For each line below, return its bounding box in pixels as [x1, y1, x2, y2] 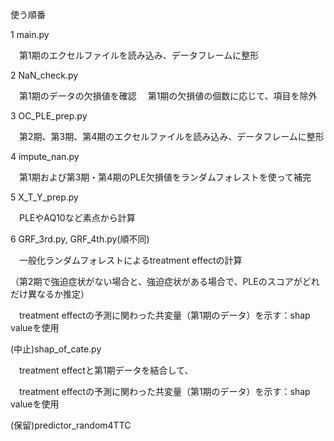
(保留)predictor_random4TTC [10, 419, 132, 431]
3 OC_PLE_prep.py [10, 110, 88, 122]
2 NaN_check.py [10, 69, 79, 81]
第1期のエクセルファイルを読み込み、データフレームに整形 [18, 49, 260, 61]
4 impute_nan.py [10, 151, 80, 162]
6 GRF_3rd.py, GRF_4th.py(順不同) [10, 233, 150, 245]
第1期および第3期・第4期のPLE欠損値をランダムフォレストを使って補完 [18, 171, 312, 183]
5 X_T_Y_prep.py [10, 191, 79, 203]
